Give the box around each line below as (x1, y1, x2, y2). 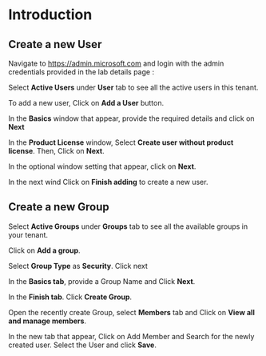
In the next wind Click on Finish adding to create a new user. (8, 178, 208, 186)
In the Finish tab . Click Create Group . (8, 292, 133, 302)
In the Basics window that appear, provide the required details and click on (8, 114, 255, 123)
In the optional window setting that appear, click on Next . (8, 162, 197, 171)
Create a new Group (8, 200, 109, 214)
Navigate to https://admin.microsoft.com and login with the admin (8, 58, 224, 68)
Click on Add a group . (8, 246, 81, 255)
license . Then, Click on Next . (8, 146, 105, 155)
